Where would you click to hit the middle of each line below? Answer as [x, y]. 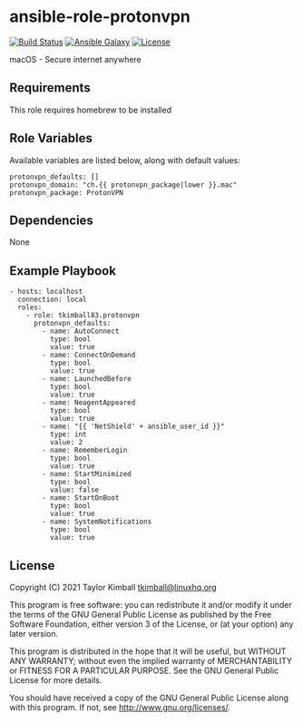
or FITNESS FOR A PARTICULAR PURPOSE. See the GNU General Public [144, 670]
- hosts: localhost [46, 292]
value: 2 [66, 443]
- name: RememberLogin [85, 451]
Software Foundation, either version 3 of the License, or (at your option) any [151, 624]
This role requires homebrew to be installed [91, 110]
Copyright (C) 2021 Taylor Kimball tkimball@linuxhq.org [113, 587]
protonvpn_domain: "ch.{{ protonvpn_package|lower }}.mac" [123, 185]
